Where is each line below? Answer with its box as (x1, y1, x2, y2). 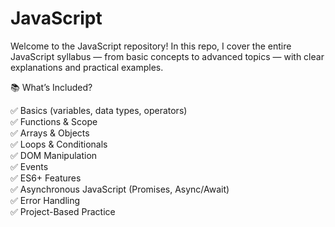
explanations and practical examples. (10, 61, 164, 73)
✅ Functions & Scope (10, 115, 98, 127)
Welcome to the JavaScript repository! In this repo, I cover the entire (10, 40, 292, 52)
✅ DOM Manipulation (10, 149, 98, 161)
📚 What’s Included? (10, 81, 93, 93)
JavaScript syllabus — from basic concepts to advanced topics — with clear (10, 50, 325, 62)
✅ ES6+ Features (10, 172, 82, 184)
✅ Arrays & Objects (10, 127, 90, 139)
